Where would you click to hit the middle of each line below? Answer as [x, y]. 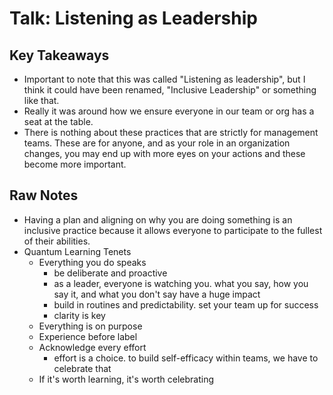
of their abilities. [57, 241]
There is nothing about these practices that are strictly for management [171, 132]
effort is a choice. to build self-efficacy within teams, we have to [186, 358]
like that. [41, 100]
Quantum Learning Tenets [77, 251]
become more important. [75, 164]
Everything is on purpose [90, 326]
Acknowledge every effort [92, 347]
